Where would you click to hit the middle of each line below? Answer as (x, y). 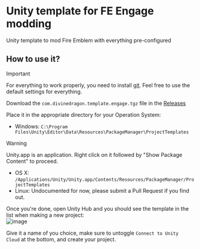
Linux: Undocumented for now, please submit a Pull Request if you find (102, 190)
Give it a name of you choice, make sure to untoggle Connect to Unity (93, 233)
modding (29, 24)
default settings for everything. (44, 92)
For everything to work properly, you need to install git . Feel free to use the (98, 85)
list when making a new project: (45, 215)
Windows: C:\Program (41, 126)
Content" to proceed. (32, 161)
